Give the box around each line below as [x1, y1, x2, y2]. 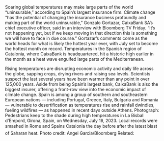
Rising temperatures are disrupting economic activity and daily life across [5, 66, 154, 71]
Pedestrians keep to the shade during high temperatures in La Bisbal [5, 113, 144, 118]
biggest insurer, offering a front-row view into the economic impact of [5, 87, 146, 92]
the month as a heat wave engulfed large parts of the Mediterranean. [5, 56, 145, 62]
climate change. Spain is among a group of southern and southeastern [5, 92, 148, 97]
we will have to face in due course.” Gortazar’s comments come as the [5, 35, 148, 41]
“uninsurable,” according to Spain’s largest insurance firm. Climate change [5, 9, 156, 15]
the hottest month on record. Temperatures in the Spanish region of [5, 46, 142, 51]
